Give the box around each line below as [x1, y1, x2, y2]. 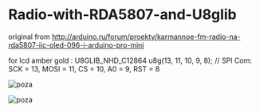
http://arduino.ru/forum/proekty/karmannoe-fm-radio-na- [51, 32, 241, 41]
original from [8, 32, 50, 41]
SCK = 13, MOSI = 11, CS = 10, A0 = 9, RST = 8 [8, 64, 160, 73]
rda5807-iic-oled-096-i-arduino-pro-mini [8, 40, 145, 49]
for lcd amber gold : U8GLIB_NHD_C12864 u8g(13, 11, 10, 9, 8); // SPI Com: [8, 56, 253, 65]
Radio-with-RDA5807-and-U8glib [8, 6, 237, 24]
